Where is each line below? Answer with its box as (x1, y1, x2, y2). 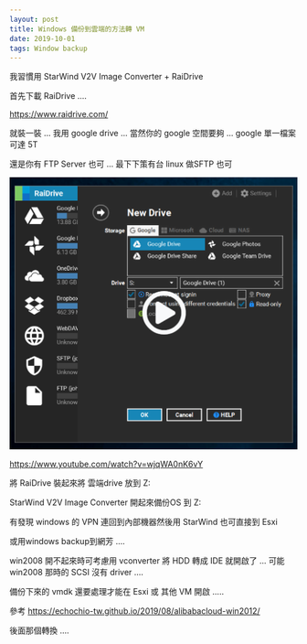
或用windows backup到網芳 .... (9, 535, 125, 546)
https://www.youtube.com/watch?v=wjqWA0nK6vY (9, 458, 204, 469)
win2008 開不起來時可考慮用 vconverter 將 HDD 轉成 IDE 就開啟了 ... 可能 (9, 554, 285, 566)
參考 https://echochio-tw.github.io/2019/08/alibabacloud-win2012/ (9, 605, 260, 617)
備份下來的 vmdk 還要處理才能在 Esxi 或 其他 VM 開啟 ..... (9, 585, 225, 596)
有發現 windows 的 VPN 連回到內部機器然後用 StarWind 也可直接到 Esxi (9, 516, 279, 527)
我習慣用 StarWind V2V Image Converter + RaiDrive (9, 71, 204, 82)
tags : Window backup (9, 44, 89, 53)
